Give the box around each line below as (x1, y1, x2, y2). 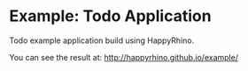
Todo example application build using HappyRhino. (9, 35, 195, 46)
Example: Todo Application (9, 6, 212, 26)
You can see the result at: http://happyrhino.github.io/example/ (9, 52, 239, 62)
